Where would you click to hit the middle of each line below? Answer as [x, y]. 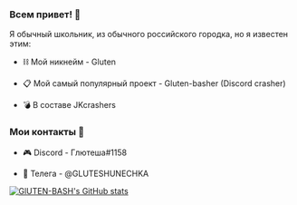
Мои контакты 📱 [47, 132]
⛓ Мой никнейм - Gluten [69, 62]
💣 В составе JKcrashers [69, 105]
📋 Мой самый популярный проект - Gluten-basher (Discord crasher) [154, 83]
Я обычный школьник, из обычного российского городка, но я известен [148, 34]
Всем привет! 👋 [45, 15]
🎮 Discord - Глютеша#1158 [75, 152]
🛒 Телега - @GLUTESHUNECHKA [86, 173]
